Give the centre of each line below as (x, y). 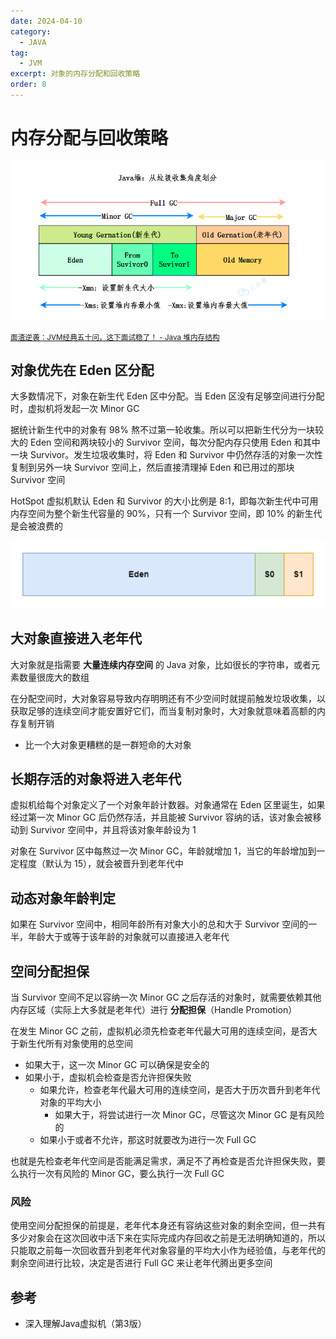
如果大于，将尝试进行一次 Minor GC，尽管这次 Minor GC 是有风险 (189, 1114)
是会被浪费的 (36, 526)
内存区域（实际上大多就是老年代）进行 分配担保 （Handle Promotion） (154, 1009)
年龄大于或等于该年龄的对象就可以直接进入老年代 (128, 937)
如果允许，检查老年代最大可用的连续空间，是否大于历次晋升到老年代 (180, 1089)
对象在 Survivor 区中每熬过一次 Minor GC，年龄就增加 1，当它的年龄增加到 (163, 851)
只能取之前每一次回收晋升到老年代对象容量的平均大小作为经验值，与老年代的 (168, 1251)
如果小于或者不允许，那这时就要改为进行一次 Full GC (148, 1139)
